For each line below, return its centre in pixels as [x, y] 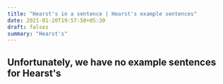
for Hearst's [34, 73]
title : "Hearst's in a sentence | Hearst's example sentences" [102, 14]
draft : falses [28, 27]
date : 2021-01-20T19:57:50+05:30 [56, 20]
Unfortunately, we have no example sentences [112, 62]
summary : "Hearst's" [38, 34]
